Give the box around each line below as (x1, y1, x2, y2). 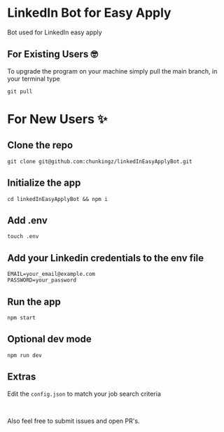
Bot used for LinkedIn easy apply (7, 28, 103, 36)
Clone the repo (7, 139, 73, 151)
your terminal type (7, 74, 61, 83)
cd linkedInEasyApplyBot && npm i (7, 195, 108, 202)
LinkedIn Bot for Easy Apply (7, 5, 171, 21)
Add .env (7, 214, 48, 226)
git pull (7, 88, 33, 95)
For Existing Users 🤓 (7, 48, 98, 60)
